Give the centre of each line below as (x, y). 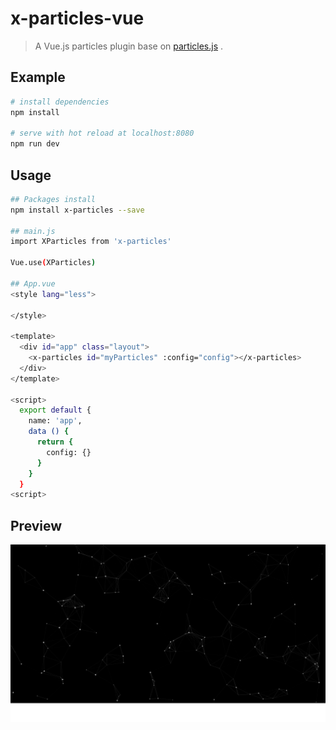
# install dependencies (60, 102)
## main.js (33, 231)
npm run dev (35, 144)
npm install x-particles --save (77, 210)
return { (55, 442)
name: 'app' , (55, 421)
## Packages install (53, 199)
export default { (55, 410)
